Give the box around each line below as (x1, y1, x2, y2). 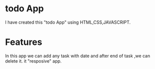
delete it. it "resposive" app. (5, 58, 62, 64)
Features (5, 36, 42, 48)
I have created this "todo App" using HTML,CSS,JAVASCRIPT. (5, 19, 131, 25)
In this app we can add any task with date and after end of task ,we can (5, 53, 151, 59)
